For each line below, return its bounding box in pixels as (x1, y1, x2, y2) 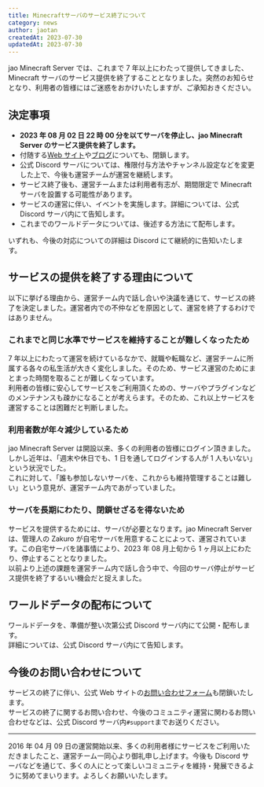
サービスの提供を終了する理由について (8, 270, 194, 284)
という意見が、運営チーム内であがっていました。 (21, 483, 180, 492)
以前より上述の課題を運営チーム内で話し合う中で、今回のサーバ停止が (8, 563, 235, 572)
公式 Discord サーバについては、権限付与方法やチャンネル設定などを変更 (19, 160, 255, 169)
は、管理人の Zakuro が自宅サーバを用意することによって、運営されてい (8, 534, 240, 543)
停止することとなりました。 (21, 553, 112, 563)
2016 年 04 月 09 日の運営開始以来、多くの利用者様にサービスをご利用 (8, 741, 237, 751)
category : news (8, 19, 58, 27)
